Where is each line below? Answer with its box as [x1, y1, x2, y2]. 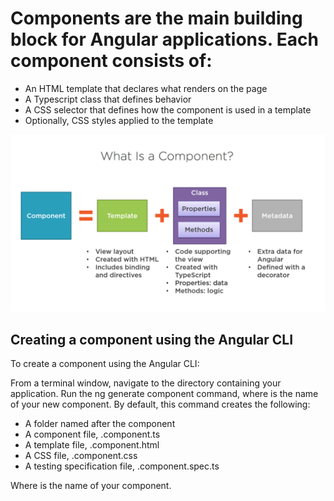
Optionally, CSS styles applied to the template [24, 114, 214, 126]
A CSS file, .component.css [24, 450, 138, 462]
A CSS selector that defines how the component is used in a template [24, 103, 312, 116]
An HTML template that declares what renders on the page [24, 82, 268, 94]
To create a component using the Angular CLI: [10, 358, 200, 370]
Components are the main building [10, 7, 303, 30]
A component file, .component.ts [24, 428, 161, 441]
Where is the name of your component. [10, 480, 172, 492]
